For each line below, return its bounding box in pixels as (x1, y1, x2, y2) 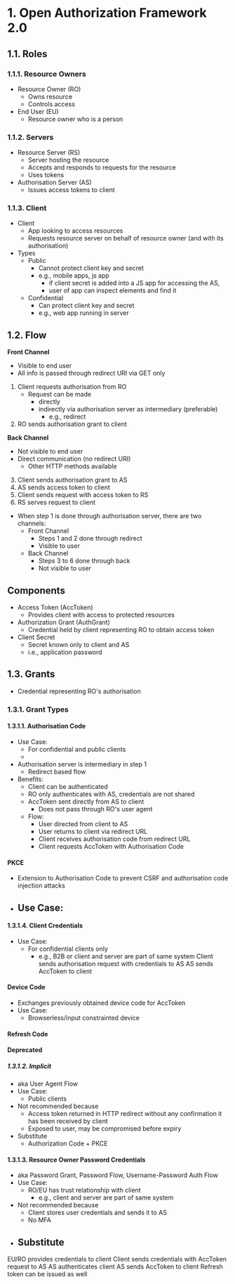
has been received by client (27, 1117, 109, 1126)
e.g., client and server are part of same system (38, 1193, 174, 1202)
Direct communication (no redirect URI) (17, 455, 131, 463)
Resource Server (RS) (17, 148, 81, 157)
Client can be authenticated (27, 783, 109, 791)
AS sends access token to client (17, 483, 110, 492)
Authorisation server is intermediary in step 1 (17, 760, 147, 769)
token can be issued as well (7, 1270, 88, 1278)
